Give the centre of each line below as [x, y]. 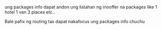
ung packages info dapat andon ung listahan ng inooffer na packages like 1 [81, 7]
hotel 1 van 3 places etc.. [30, 12]
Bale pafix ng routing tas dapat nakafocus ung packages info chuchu [75, 22]
